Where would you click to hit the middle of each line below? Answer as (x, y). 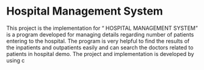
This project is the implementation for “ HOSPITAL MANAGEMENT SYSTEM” (102, 28)
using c (16, 60)
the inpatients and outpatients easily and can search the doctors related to (100, 47)
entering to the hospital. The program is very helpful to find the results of (98, 41)
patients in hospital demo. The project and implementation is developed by (100, 54)
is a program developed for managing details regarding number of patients (100, 34)
